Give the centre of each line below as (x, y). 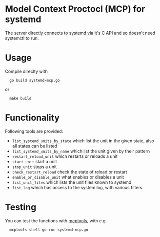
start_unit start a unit (34, 161)
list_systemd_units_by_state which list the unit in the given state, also (83, 141)
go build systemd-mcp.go (35, 80)
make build (20, 98)
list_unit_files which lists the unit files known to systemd (72, 182)
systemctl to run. (22, 38)
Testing (21, 207)
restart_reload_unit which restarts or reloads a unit (65, 156)
